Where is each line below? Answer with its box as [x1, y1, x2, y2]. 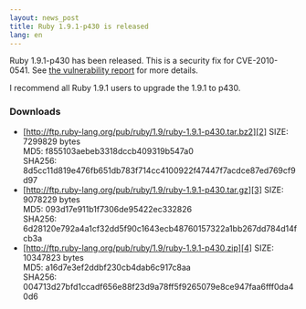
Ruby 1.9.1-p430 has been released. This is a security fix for [9, 56, 235, 67]
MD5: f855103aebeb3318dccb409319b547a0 [22, 145, 195, 156]
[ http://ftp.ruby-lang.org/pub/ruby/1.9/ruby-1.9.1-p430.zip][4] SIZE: [22, 242, 274, 253]
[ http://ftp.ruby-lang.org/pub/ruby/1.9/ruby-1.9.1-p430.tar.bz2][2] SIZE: [22, 126, 290, 137]
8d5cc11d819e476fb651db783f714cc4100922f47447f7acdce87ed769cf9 [22, 165, 296, 176]
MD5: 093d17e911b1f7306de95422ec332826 [22, 203, 193, 214]
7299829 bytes [22, 136, 80, 147]
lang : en [9, 30, 43, 39]
